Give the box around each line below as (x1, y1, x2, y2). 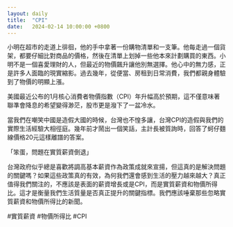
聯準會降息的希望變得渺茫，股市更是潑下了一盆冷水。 (7, 101, 159, 110)
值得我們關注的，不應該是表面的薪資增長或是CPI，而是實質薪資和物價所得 (7, 180, 218, 188)
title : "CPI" (7, 17, 49, 24)
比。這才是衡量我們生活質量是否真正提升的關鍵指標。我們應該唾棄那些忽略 (7, 189, 220, 197)
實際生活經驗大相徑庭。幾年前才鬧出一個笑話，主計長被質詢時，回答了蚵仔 (7, 124, 220, 133)
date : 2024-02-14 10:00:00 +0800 (7, 23, 110, 30)
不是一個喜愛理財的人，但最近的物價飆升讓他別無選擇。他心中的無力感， (12, 60, 220, 69)
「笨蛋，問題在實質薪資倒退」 (7, 148, 92, 156)
